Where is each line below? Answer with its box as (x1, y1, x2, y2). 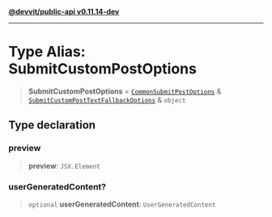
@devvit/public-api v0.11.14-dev (8, 7, 120, 16)
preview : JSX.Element (28, 161, 101, 170)
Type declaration (8, 119, 96, 132)
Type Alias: (8, 43, 87, 61)
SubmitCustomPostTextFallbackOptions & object (28, 94, 186, 104)
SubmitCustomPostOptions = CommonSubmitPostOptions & (28, 86, 222, 96)
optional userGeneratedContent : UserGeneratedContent (28, 199, 216, 209)
